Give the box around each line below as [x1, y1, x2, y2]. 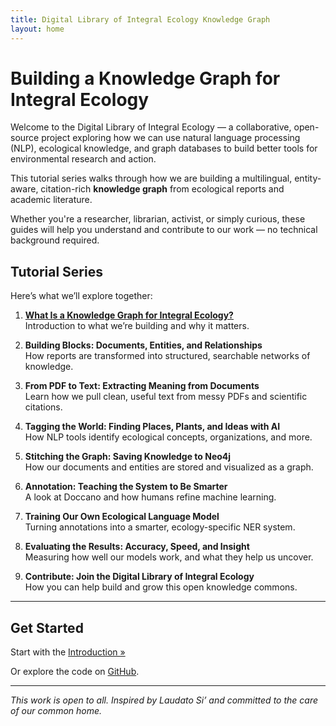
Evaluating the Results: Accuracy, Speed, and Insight [24, 541, 250, 553]
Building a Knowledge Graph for [10, 67, 281, 90]
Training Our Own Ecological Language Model [24, 511, 220, 523]
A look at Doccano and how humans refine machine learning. [24, 491, 277, 503]
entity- [294, 172, 322, 185]
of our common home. [10, 705, 103, 717]
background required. [10, 234, 100, 246]
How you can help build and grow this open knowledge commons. [24, 581, 298, 593]
